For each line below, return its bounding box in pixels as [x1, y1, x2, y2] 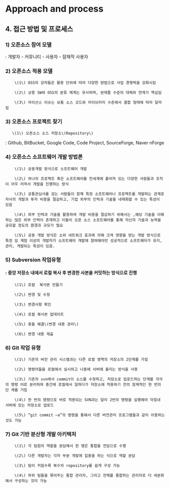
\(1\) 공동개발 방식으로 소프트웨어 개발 [14, 166, 87, 171]
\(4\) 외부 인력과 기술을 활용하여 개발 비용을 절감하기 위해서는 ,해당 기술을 [14, 212, 155, 217]
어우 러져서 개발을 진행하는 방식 [11, 181, 69, 187]
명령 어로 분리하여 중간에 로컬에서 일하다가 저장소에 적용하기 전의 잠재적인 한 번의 [11, 382, 161, 387]
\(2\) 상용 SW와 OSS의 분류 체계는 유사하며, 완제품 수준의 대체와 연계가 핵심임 [14, 90, 162, 96]
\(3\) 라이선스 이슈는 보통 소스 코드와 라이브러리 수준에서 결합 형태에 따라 [14, 100, 153, 105]
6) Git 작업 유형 [5, 344, 41, 351]
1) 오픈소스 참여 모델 [5, 41, 52, 48]
